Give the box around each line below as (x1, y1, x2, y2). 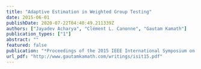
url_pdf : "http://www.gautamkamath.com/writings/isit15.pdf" (6, 53, 163, 59)
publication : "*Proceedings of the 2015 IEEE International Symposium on (6, 48, 196, 54)
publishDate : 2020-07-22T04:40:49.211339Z (6, 20, 114, 26)
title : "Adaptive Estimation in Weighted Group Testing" (6, 8, 152, 15)
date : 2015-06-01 (6, 14, 50, 20)
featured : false (6, 43, 47, 49)
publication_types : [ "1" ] (6, 31, 71, 37)
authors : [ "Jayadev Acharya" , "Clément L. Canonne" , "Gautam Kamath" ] (6, 25, 187, 32)
